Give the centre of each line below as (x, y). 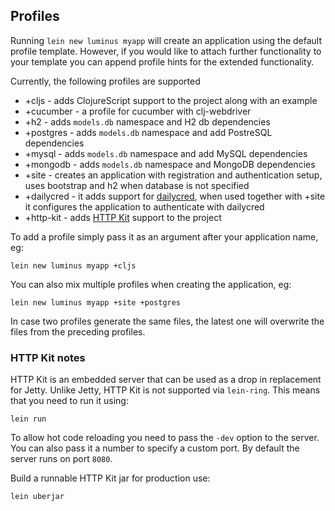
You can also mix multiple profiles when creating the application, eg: (151, 284)
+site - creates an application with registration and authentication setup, (173, 175)
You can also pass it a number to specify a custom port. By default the (155, 448)
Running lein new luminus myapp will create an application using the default (166, 40)
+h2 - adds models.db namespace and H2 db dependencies (147, 121)
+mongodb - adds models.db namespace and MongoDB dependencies (170, 164)
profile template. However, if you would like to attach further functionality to (166, 51)
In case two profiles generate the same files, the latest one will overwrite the (167, 321)
